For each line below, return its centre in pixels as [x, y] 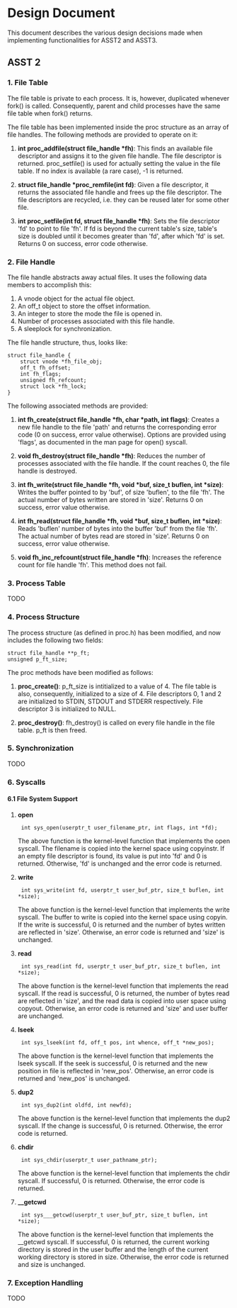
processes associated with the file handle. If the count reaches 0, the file [123, 463]
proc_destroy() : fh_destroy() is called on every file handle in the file [116, 722]
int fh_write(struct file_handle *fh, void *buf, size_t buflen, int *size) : [121, 484]
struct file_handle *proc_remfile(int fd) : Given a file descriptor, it [113, 184]
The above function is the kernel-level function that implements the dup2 [124, 1118]
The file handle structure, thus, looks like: [68, 342]
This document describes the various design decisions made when [105, 33]
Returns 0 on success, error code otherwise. [83, 243]
